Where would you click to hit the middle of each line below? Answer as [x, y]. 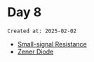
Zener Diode [35, 51]
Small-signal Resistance [52, 44]
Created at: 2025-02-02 [42, 31]
